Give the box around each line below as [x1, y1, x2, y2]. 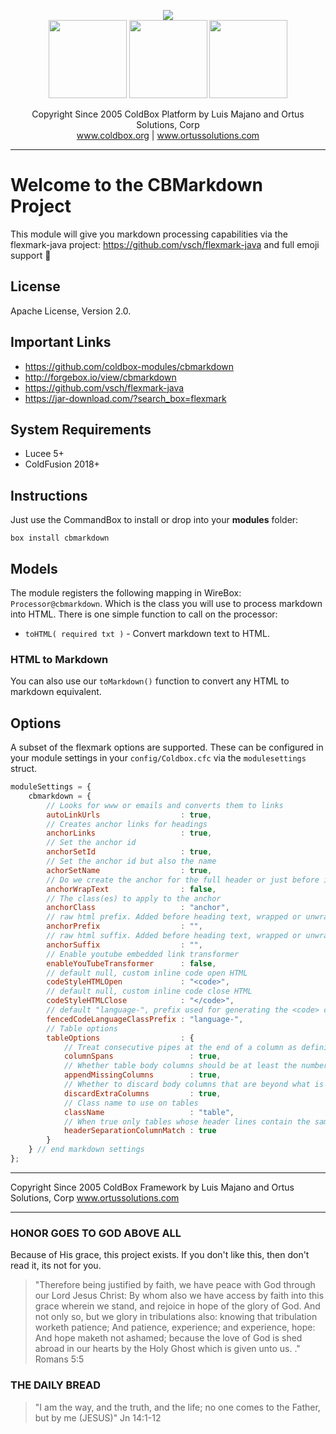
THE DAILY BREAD [10, 1378, 102, 1392]
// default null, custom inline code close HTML [46, 986, 253, 997]
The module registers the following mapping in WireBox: [10, 587, 242, 599]
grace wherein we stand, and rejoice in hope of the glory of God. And [34, 1300, 321, 1312]
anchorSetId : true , [46, 847, 213, 857]
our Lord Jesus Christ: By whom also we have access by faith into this [34, 1290, 325, 1302]
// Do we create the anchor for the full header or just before [46, 875, 320, 885]
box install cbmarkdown [10, 533, 110, 544]
